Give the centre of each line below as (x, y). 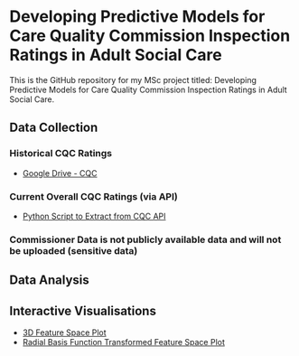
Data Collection (54, 128)
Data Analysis (50, 281)
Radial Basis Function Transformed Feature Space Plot (124, 342)
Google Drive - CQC (60, 173)
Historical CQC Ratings (61, 154)
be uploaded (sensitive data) (74, 250)
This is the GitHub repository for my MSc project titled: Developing (133, 80)
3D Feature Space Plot (64, 333)
